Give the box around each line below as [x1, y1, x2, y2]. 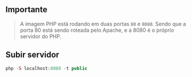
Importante [5, 5, 48, 15]
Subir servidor [5, 50, 59, 60]
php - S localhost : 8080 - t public [5, 65, 88, 71]
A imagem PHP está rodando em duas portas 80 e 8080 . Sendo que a [19, 20, 186, 27]
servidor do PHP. [19, 32, 62, 40]
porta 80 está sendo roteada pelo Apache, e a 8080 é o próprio [19, 26, 174, 34]
